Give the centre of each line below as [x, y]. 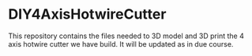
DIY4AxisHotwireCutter [87, 14]
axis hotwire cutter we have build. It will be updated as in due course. [121, 44]
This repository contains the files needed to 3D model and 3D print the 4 [126, 36]
